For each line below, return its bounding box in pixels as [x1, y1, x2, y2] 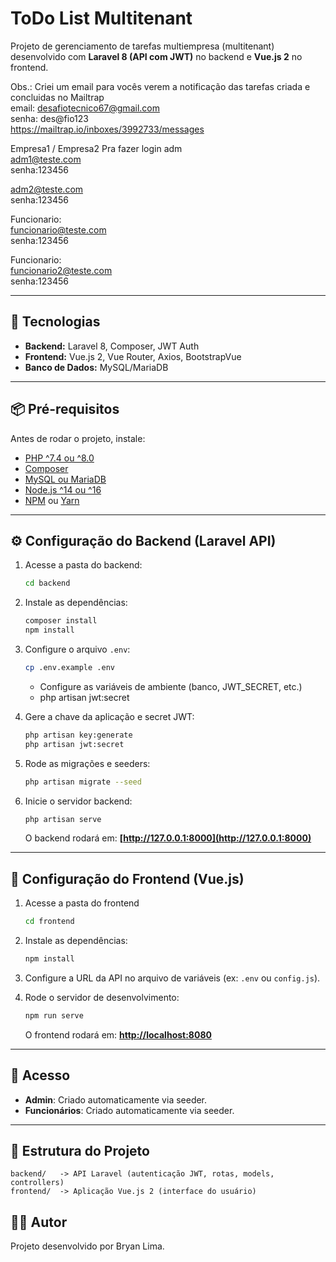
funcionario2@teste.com [10, 264, 113, 276]
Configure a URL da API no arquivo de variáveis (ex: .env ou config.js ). [24, 972, 321, 984]
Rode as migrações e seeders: [24, 757, 151, 769]
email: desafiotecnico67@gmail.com [10, 102, 160, 114]
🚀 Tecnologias [10, 313, 101, 331]
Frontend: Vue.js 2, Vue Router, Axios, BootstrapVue [24, 350, 242, 362]
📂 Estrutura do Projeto [10, 1143, 150, 1160]
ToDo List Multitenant [10, 7, 193, 30]
